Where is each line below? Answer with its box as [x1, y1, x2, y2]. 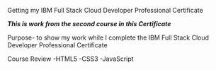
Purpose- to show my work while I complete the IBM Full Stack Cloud [7, 33, 210, 42]
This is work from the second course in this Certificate [7, 20, 171, 28]
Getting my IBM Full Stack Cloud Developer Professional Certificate [7, 6, 203, 14]
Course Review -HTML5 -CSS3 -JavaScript [7, 54, 134, 63]
